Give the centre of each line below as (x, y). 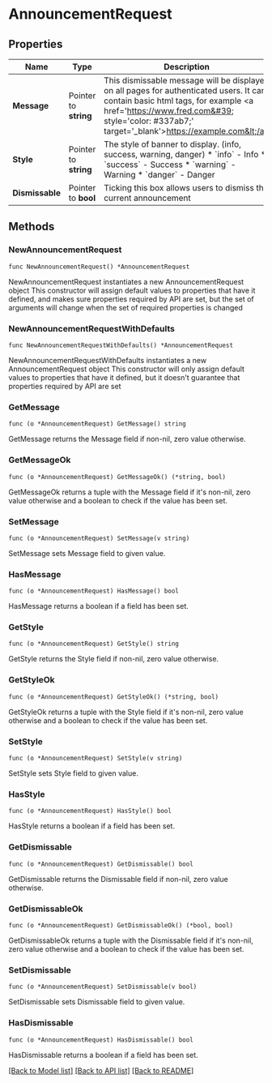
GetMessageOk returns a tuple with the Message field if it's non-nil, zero (130, 492)
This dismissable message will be (167, 80)
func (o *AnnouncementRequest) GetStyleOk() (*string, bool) (114, 697)
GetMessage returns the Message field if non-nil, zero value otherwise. (127, 439)
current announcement (148, 198)
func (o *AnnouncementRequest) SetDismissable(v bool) (103, 987)
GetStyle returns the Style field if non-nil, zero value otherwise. (114, 659)
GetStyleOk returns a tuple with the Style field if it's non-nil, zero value (126, 712)
